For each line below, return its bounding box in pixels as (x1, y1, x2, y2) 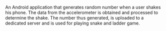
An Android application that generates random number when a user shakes (5, 4, 161, 10)
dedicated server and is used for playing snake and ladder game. (5, 20, 140, 26)
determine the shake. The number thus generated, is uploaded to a (5, 15, 144, 20)
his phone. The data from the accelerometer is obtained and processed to (5, 9, 158, 15)
